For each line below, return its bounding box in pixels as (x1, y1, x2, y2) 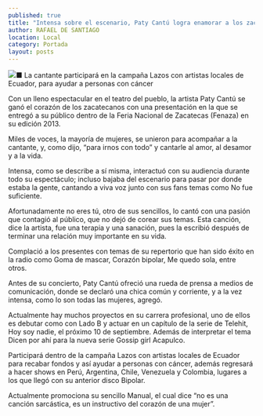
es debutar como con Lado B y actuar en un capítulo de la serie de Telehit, (8, 319, 249, 328)
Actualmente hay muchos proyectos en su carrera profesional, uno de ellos (8, 311, 250, 319)
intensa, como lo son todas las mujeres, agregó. (8, 295, 163, 305)
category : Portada (8, 41, 68, 49)
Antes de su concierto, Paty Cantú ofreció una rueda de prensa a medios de (8, 279, 254, 287)
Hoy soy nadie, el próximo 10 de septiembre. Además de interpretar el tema (8, 327, 252, 336)
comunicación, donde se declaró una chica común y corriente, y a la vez (8, 287, 243, 296)
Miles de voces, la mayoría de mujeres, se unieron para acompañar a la (8, 134, 238, 144)
